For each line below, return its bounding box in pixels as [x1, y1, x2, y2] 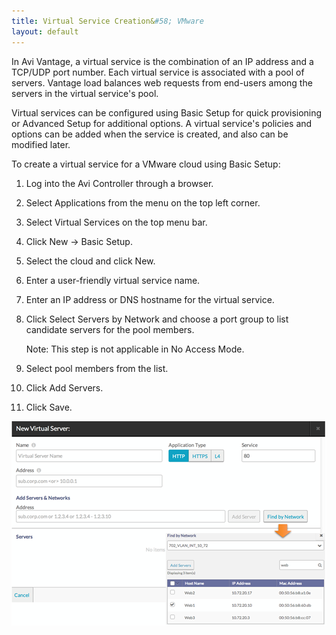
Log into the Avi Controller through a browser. [25, 177, 214, 189]
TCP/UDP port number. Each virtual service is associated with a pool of [11, 66, 305, 78]
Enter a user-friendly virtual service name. [25, 274, 201, 286]
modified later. [11, 138, 71, 150]
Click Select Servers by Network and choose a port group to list [25, 313, 289, 325]
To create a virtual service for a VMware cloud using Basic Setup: [11, 158, 281, 170]
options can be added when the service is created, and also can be [11, 128, 289, 140]
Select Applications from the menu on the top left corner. [25, 196, 261, 209]
